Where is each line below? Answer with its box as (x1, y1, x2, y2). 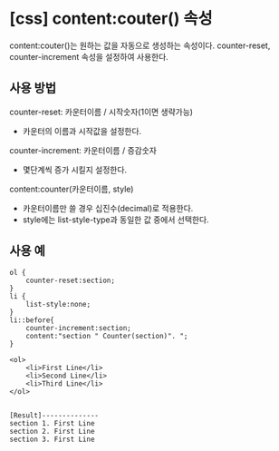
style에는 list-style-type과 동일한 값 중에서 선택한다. (22, 214, 210, 225)
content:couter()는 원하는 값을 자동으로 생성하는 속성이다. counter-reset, (9, 40, 271, 51)
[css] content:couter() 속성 (9, 8, 213, 29)
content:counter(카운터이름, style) (9, 183, 134, 194)
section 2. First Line (9, 426, 95, 436)
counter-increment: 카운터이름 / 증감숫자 (9, 144, 157, 155)
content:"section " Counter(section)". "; (25, 331, 188, 340)
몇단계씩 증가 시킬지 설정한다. (22, 164, 128, 175)
